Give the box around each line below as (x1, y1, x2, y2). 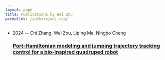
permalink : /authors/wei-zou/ (5, 16, 69, 21)
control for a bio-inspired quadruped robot (12, 49, 118, 56)
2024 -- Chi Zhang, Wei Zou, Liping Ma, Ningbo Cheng (12, 30, 126, 36)
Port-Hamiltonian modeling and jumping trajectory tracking (12, 43, 160, 50)
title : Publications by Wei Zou (5, 12, 73, 17)
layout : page (5, 7, 33, 12)
